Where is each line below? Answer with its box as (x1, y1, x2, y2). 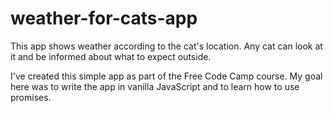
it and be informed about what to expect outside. (10, 50, 212, 62)
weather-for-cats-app (10, 7, 198, 30)
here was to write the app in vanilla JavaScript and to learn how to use (10, 80, 300, 92)
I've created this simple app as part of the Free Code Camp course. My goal (10, 70, 323, 82)
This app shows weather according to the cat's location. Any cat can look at (10, 40, 323, 52)
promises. (10, 91, 52, 103)
